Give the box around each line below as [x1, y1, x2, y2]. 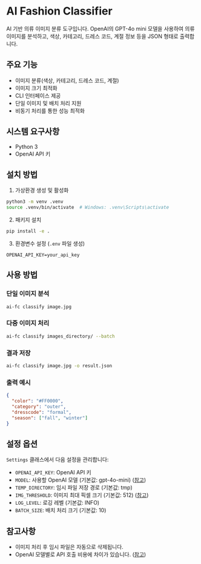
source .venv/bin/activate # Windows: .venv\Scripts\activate [6, 205, 170, 211]
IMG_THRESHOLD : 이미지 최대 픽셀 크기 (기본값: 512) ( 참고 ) [15, 491, 149, 499]
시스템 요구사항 [6, 126, 60, 137]
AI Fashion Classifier [6, 4, 113, 18]
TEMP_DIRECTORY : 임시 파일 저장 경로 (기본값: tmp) [15, 484, 133, 491]
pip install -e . [6, 228, 50, 234]
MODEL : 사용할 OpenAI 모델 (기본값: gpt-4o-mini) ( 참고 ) [15, 476, 147, 484]
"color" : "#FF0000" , [12, 398, 64, 404]
